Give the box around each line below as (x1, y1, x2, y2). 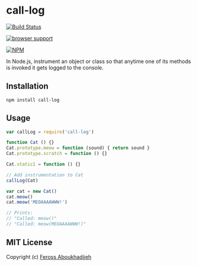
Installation (6, 81, 49, 91)
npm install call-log (6, 97, 60, 103)
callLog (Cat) (6, 178, 39, 183)
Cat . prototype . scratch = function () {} (6, 151, 108, 157)
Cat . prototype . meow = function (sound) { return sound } (6, 145, 150, 151)
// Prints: (6, 210, 33, 216)
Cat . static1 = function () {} (6, 161, 81, 167)
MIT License (6, 237, 53, 248)
